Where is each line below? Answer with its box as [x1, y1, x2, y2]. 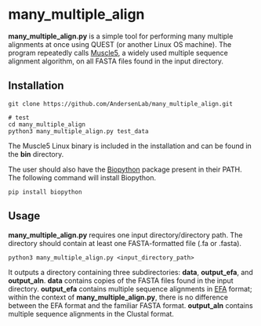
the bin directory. [8, 149, 64, 158]
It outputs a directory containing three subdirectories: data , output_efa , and [8, 267, 253, 277]
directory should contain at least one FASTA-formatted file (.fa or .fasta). [8, 238, 241, 248]
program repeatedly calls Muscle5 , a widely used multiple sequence [8, 48, 229, 57]
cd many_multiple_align [8, 120, 86, 129]
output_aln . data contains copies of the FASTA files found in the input [8, 276, 234, 285]
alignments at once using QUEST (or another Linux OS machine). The [8, 39, 232, 49]
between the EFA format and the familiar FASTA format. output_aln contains [8, 300, 253, 310]
